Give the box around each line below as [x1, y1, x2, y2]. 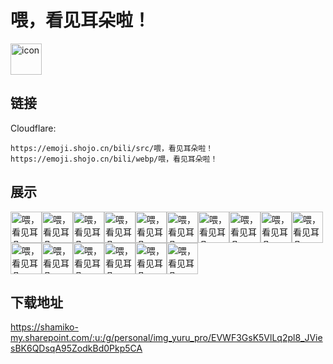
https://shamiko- [10, 321, 79, 333]
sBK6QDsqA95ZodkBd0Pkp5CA [10, 342, 143, 355]
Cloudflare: [10, 122, 57, 134]
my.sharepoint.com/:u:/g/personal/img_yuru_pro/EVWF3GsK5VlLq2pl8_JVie [10, 332, 323, 344]
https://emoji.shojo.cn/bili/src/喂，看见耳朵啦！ [10, 143, 214, 153]
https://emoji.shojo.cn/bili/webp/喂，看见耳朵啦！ [10, 154, 218, 164]
